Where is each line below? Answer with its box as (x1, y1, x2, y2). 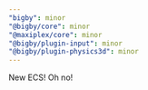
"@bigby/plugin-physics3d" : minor (8, 47, 140, 56)
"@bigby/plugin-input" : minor (8, 38, 123, 48)
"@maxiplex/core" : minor (8, 30, 103, 39)
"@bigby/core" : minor (8, 22, 91, 31)
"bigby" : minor (8, 13, 66, 23)
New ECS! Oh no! (8, 72, 74, 83)
